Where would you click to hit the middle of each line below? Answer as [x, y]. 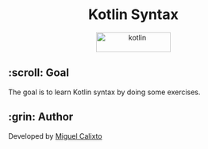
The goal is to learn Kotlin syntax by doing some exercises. [104, 92]
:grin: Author [41, 117]
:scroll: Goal [39, 73]
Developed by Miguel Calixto [55, 136]
